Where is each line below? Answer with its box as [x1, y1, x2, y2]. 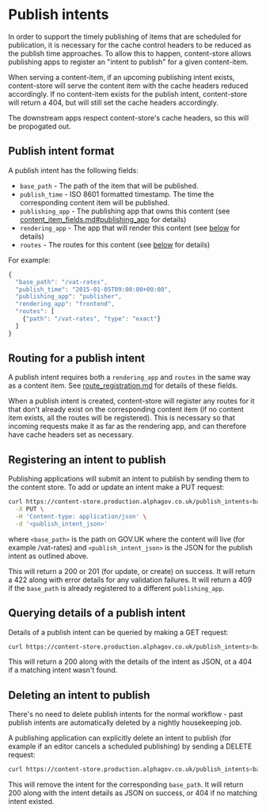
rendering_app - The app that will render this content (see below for [19, 223, 241, 232]
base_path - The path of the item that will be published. [19, 181, 199, 190]
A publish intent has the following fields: [8, 165, 139, 175]
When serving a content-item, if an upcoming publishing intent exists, [8, 72, 235, 82]
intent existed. [8, 797, 55, 806]
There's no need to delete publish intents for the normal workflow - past [8, 710, 244, 719]
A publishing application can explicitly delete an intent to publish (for [8, 733, 232, 743]
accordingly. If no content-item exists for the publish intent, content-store [8, 89, 248, 98]
